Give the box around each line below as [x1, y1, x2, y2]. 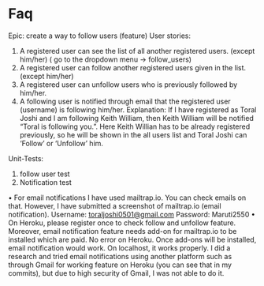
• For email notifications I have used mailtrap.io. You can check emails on [8, 193, 247, 202]
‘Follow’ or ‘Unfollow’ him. [19, 138, 104, 148]
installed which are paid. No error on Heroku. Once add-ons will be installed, [8, 235, 257, 244]
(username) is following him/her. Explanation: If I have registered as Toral [19, 104, 257, 115]
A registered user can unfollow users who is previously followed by [19, 80, 238, 89]
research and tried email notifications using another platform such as [8, 251, 232, 261]
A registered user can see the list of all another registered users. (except [19, 46, 255, 55]
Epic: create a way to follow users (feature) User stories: [8, 31, 191, 40]
